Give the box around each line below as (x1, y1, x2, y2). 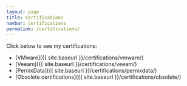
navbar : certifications (6, 20, 67, 26)
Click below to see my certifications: (6, 42, 97, 50)
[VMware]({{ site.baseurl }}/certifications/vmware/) (15, 54, 144, 61)
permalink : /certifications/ (6, 25, 80, 32)
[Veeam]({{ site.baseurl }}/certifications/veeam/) (15, 61, 137, 68)
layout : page (6, 8, 39, 15)
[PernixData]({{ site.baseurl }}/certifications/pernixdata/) (15, 67, 157, 74)
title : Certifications (6, 15, 64, 21)
